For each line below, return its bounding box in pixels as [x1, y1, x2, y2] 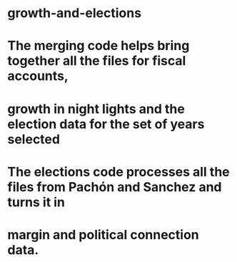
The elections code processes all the [7, 163, 230, 180]
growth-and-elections [7, 5, 141, 21]
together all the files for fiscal [7, 53, 186, 69]
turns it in [7, 194, 66, 210]
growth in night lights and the [7, 101, 186, 117]
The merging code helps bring [7, 38, 190, 54]
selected [7, 131, 61, 147]
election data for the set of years [7, 116, 205, 132]
